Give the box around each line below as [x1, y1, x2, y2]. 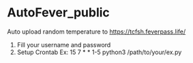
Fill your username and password [16, 40, 111, 49]
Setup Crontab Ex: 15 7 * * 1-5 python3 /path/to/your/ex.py [16, 48, 182, 56]
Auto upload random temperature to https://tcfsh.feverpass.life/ [7, 27, 186, 36]
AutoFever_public [7, 5, 110, 21]
